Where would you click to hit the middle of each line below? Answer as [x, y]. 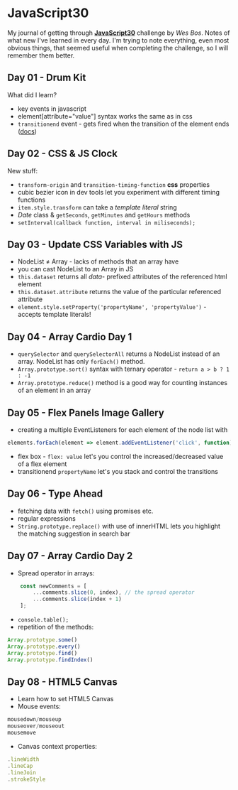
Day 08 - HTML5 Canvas [63, 682]
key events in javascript [52, 109]
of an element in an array [54, 390]
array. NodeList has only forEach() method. [81, 362]
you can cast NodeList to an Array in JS [75, 269]
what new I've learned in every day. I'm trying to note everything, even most [118, 40]
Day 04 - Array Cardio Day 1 [70, 336]
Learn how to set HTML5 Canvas [66, 699]
